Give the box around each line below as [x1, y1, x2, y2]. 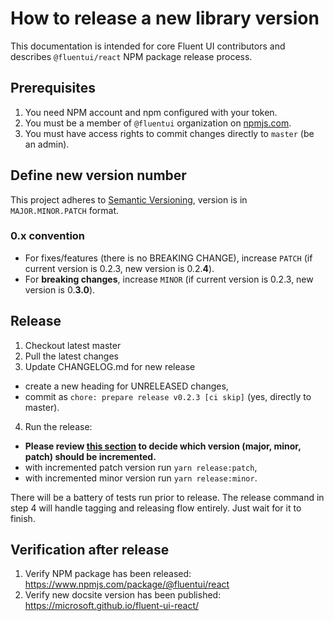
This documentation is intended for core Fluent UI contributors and [10, 40, 286, 52]
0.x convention [10, 229, 86, 243]
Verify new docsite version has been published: [24, 589, 222, 601]
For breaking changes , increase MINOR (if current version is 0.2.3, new [24, 273, 314, 285]
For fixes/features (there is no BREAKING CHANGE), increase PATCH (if [24, 252, 313, 264]
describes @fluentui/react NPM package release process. [10, 50, 253, 62]
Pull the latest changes [24, 350, 120, 362]
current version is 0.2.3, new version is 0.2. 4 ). [24, 262, 215, 274]
